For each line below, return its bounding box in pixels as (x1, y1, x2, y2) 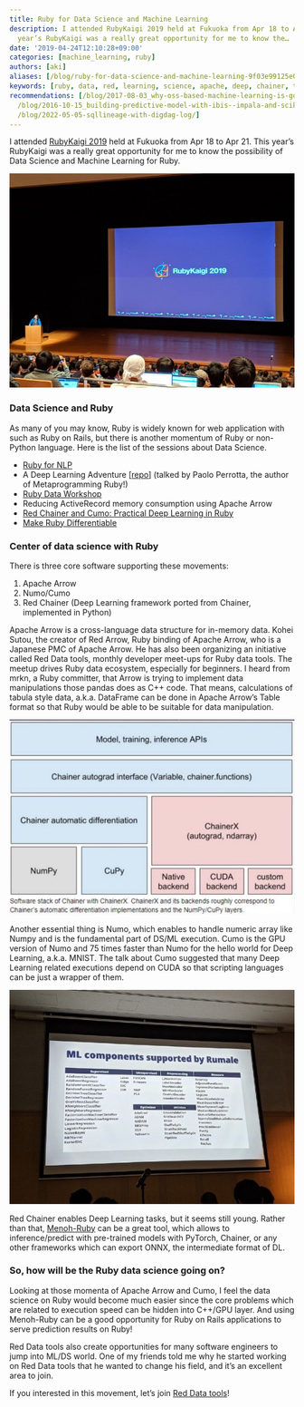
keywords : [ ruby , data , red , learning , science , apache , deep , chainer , (9, 82, 290, 91)
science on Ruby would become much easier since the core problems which (9, 1295, 294, 1305)
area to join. (9, 1370, 54, 1381)
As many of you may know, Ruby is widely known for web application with (9, 422, 285, 433)
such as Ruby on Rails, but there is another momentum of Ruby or (9, 432, 254, 443)
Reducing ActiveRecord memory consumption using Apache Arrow (22, 498, 273, 509)
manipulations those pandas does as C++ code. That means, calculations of (9, 682, 293, 693)
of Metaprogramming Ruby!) (22, 479, 128, 490)
